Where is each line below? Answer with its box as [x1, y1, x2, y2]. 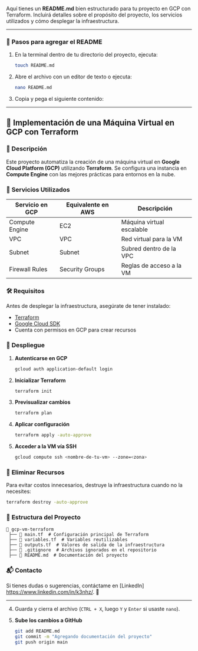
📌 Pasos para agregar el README [6, 38, 103, 46]
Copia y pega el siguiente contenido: [14, 96, 104, 103]
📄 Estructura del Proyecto [6, 513, 81, 521]
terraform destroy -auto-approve [6, 499, 88, 505]
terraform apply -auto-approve [14, 432, 92, 438]
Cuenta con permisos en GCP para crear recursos [14, 327, 137, 334]
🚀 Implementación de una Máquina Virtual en [6, 118, 175, 128]
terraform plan [14, 410, 52, 416]
